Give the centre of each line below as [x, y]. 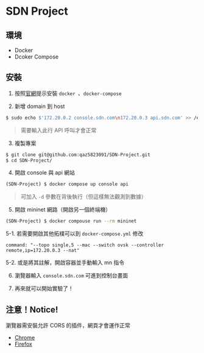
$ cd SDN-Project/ [29, 160]
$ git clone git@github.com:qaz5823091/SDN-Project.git [78, 155]
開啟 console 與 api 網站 [45, 173]
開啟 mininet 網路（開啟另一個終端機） [63, 210]
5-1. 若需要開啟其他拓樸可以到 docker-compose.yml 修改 [75, 234]
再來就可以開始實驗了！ [44, 288]
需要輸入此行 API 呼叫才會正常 [58, 130]
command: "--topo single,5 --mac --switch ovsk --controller [85, 245]
